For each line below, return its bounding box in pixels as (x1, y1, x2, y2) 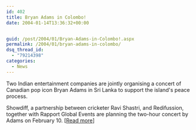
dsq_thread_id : (6, 47, 44, 53)
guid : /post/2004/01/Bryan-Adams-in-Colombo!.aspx (6, 36, 135, 42)
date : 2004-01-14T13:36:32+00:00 (6, 20, 89, 26)
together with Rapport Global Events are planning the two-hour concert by (6, 110, 189, 117)
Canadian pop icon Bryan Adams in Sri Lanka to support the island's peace (6, 86, 191, 93)
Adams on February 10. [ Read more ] (6, 117, 95, 124)
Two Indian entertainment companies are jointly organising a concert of (6, 80, 182, 87)
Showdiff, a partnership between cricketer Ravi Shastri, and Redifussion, (6, 104, 184, 111)
